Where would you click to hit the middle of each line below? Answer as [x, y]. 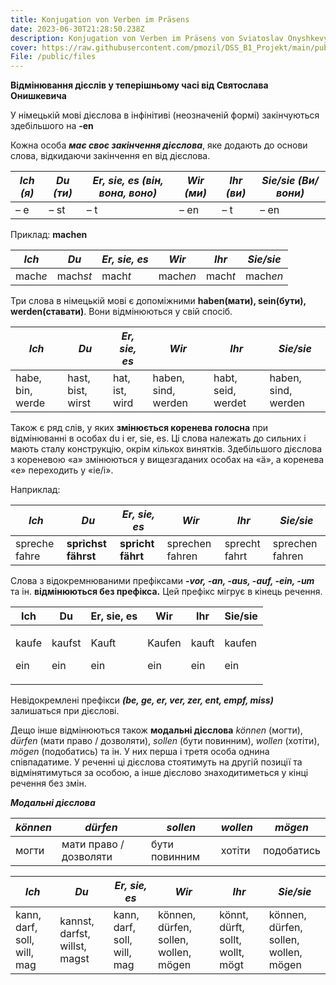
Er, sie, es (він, [128, 181]
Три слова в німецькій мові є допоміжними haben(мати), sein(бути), [158, 301]
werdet [230, 403]
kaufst [66, 643]
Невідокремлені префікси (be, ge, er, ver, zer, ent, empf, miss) [142, 700]
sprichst [86, 544]
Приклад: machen [49, 235]
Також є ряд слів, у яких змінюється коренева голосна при [139, 428]
